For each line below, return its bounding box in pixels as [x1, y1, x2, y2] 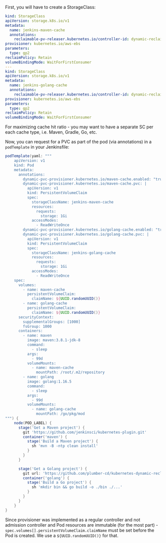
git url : [23, 471, 41, 476]
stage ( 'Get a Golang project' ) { [18, 466, 87, 471]
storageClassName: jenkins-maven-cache [31, 199, 114, 204]
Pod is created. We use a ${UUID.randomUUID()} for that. [5, 532, 119, 539]
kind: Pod [14, 163, 35, 168]
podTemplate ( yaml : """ [5, 153, 52, 159]
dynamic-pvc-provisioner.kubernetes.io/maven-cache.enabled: [23, 177, 152, 182]
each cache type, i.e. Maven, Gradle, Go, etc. [5, 129, 97, 135]
